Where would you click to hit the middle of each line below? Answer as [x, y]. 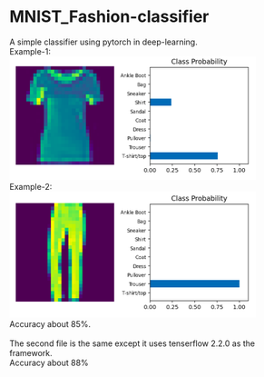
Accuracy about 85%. [50, 323]
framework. [31, 352]
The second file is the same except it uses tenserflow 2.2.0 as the [132, 343]
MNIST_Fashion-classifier [109, 17]
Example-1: [30, 51]
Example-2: [31, 186]
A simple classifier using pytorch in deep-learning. [103, 42]
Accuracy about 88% [49, 362]
